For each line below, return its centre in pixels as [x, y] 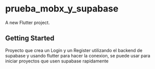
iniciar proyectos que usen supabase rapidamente [57, 61]
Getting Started [30, 38]
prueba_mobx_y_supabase [62, 9]
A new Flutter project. [28, 22]
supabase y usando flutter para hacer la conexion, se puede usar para [78, 55]
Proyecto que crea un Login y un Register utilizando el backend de [74, 50]
